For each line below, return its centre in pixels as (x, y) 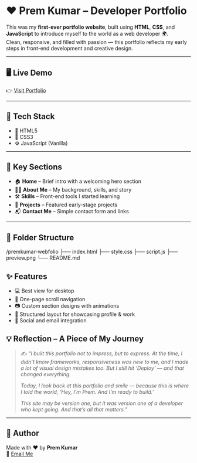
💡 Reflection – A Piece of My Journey (75, 339)
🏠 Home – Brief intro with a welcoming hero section (78, 181)
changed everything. (46, 374)
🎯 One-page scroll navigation (50, 299)
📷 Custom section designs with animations (67, 306)
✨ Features (27, 276)
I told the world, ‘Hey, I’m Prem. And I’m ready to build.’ (87, 391)
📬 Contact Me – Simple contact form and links (72, 212)
